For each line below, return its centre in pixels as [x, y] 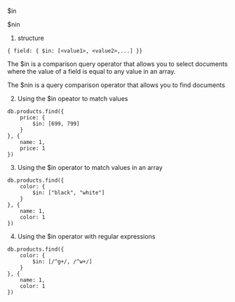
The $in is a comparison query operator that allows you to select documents [117, 64]
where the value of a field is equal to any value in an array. [92, 71]
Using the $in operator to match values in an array [90, 168]
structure [31, 38]
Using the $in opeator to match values [73, 99]
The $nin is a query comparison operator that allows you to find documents [116, 85]
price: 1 [33, 148]
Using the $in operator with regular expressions [86, 236]
